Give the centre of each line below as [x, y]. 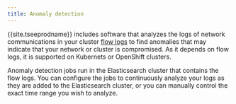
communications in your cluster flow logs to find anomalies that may [107, 41]
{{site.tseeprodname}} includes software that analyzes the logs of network [116, 34]
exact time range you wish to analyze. [63, 93]
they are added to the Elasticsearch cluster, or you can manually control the [118, 85]
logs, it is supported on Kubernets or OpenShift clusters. [89, 57]
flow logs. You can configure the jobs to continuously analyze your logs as [116, 78]
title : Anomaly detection [45, 14]
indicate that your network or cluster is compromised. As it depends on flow [118, 49]
